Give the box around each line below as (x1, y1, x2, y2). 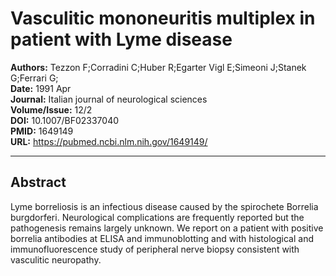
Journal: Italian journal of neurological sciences (10, 93, 208, 105)
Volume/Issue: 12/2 (10, 103, 93, 116)
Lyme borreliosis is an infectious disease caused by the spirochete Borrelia (10, 200, 319, 212)
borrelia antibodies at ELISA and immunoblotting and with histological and (10, 232, 314, 244)
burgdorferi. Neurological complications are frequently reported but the (10, 211, 305, 223)
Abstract (10, 174, 67, 191)
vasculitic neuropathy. (10, 253, 102, 266)
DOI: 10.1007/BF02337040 (10, 114, 120, 126)
